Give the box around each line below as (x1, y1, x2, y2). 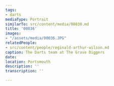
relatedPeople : (5, 40, 37, 46)
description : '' (5, 64, 39, 69)
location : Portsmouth (5, 59, 51, 64)
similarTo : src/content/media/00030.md (5, 21, 89, 27)
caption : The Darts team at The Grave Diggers (5, 50, 105, 55)
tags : (5, 7, 17, 13)
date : (5, 54, 17, 60)
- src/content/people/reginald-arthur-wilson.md (5, 45, 109, 50)
